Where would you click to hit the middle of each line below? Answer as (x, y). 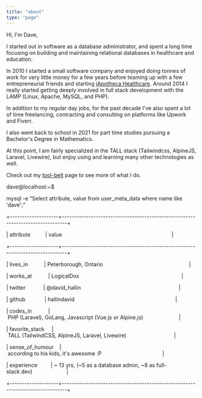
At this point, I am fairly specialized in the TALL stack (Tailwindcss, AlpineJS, (101, 151)
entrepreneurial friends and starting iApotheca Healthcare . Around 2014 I (97, 83)
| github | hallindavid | (92, 299)
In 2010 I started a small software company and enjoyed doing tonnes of (96, 70)
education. (20, 59)
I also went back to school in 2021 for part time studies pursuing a (88, 132)
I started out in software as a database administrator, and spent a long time (99, 46)
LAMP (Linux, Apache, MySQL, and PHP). (58, 96)
